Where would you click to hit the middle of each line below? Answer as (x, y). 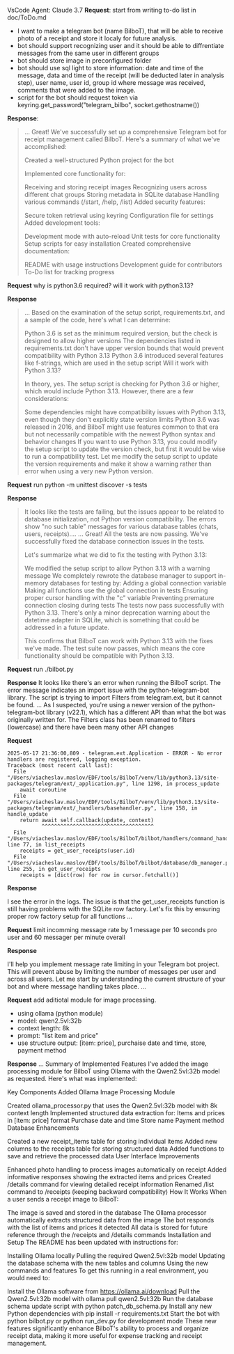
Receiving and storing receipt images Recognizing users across (116, 187)
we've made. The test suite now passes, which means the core (115, 648)
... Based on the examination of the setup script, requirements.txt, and (124, 312)
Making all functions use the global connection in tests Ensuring (116, 590)
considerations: (47, 399)
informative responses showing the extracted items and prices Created (109, 1177)
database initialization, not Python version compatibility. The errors (120, 519)
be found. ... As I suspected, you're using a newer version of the (99, 705)
